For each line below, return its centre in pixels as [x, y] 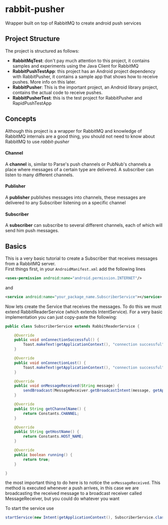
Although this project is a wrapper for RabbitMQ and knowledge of [74, 131]
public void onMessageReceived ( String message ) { [67, 386]
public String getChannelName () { [50, 409]
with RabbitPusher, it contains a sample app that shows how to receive [85, 77]
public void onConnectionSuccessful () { [57, 340]
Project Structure [32, 39]
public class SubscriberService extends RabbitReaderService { [72, 326]
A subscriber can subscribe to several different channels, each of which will [84, 225]
